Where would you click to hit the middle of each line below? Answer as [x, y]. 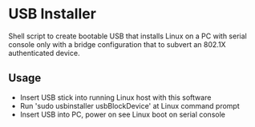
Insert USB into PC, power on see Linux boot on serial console [123, 114]
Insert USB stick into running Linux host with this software [115, 97]
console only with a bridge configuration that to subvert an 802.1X [117, 44]
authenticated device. [44, 53]
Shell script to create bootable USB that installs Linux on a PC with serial [127, 36]
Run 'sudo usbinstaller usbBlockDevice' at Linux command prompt [130, 105]
